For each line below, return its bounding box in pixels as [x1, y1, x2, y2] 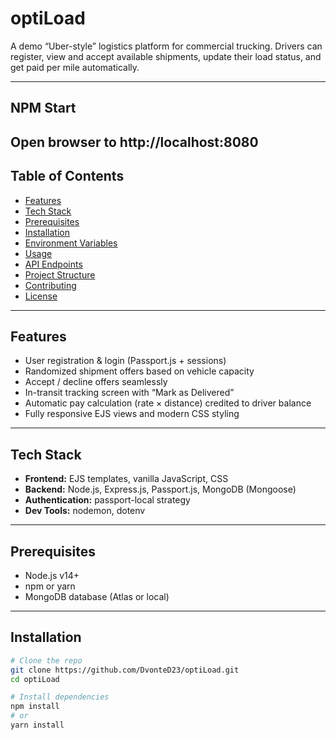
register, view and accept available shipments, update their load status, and [10, 50, 322, 62]
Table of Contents [10, 168, 125, 185]
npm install [10, 702, 60, 712]
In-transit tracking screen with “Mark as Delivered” [24, 387, 235, 399]
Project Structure [24, 268, 96, 281]
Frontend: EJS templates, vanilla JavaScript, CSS [24, 473, 229, 485]
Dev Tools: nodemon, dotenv [24, 505, 146, 517]
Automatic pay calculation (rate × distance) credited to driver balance [24, 397, 312, 409]
